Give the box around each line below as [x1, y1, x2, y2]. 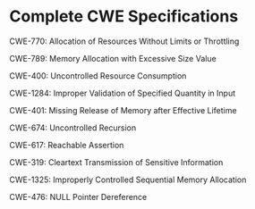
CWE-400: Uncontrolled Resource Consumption [9, 70, 187, 81]
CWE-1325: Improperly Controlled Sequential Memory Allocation [9, 174, 247, 185]
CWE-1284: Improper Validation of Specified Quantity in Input [9, 88, 236, 98]
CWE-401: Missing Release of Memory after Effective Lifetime [9, 104, 237, 115]
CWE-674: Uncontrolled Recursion [9, 122, 137, 133]
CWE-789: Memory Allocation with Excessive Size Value [9, 53, 217, 63]
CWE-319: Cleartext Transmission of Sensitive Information [9, 156, 224, 167]
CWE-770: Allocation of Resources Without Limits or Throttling [9, 36, 240, 46]
